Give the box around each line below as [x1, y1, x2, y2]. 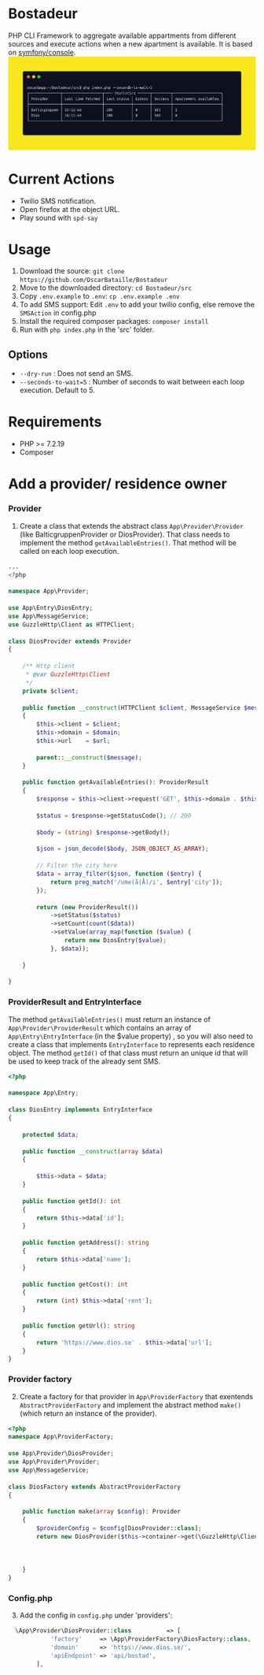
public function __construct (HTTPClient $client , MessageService [22, 704, 241, 711]
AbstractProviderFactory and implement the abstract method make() [19, 1400, 242, 1409]
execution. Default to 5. [19, 385, 96, 395]
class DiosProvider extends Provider [8, 637, 132, 645]
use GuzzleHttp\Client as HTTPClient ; [8, 620, 135, 629]
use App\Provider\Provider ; [8, 1458, 101, 1466]
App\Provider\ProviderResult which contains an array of [8, 1023, 192, 1032]
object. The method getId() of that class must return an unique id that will [8, 1048, 248, 1057]
